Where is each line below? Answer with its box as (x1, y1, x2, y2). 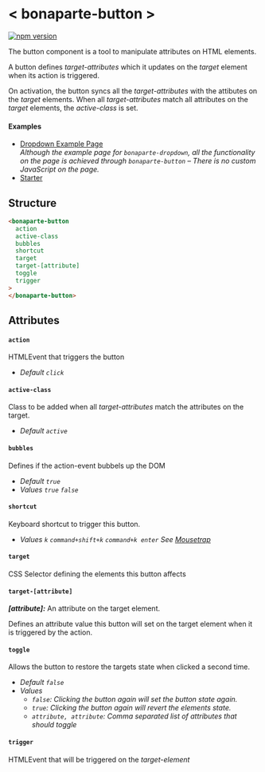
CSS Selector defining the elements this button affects (8, 568, 187, 579)
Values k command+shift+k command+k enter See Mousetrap (19, 534, 211, 544)
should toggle (31, 720, 77, 730)
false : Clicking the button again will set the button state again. (31, 695, 238, 704)
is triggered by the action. (8, 627, 93, 637)
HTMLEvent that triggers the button (8, 352, 125, 362)
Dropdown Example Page (19, 139, 103, 148)
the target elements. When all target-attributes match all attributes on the (8, 94, 248, 104)
